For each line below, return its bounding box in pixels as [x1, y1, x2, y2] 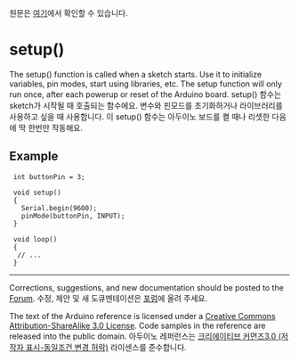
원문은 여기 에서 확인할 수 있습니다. [9, 8, 128, 18]
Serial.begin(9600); [20, 203, 98, 212]
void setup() [12, 188, 62, 197]
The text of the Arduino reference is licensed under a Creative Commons [9, 310, 276, 321]
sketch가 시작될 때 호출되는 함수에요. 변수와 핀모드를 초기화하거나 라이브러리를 [9, 100, 283, 111]
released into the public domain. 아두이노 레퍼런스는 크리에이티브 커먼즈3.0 [9, 331, 277, 341]
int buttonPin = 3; [12, 172, 86, 181]
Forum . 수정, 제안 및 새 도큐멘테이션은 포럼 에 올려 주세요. [9, 292, 208, 303]
